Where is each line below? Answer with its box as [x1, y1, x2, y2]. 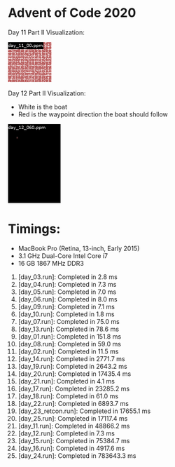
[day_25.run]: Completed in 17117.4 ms [17, 414, 128, 422]
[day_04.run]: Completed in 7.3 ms [17, 280, 117, 288]
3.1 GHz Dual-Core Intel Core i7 [17, 251, 108, 260]
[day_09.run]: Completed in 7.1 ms [17, 302, 115, 311]
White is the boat [17, 102, 68, 111]
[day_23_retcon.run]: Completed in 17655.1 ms [17, 407, 151, 415]
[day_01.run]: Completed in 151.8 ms [17, 332, 122, 341]
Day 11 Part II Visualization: [8, 28, 85, 36]
